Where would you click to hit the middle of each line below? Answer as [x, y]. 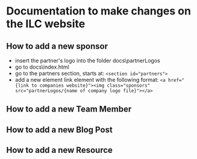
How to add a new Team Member [69, 109]
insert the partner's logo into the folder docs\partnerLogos [88, 61]
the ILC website [46, 24]
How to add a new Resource [60, 150]
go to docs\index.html [42, 67]
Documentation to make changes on [99, 11]
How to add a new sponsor [57, 46]
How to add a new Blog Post [59, 130]
